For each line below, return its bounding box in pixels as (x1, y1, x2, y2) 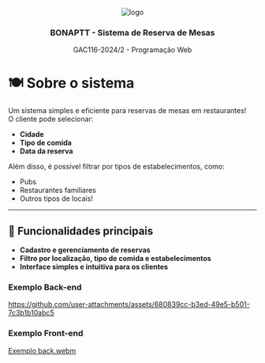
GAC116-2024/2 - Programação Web (73, 45, 192, 55)
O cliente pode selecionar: (8, 115, 94, 124)
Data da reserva (19, 146, 73, 156)
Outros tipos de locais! (19, 194, 93, 203)
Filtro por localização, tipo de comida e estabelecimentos (19, 254, 211, 263)
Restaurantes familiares (19, 186, 96, 195)
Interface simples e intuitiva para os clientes (19, 262, 168, 272)
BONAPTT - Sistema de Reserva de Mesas (50, 27, 215, 38)
